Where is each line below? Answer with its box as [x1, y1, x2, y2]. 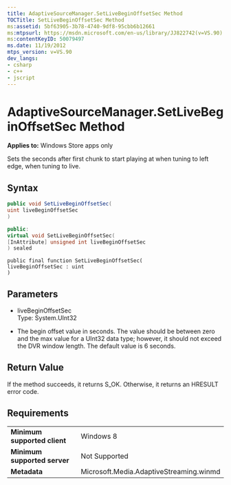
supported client [10, 435, 67, 445]
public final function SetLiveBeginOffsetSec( [7, 257, 143, 264]
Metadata [10, 466, 43, 476]
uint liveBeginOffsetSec [7, 207, 78, 214]
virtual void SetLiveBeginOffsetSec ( [7, 232, 115, 239]
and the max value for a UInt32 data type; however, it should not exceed [16, 335, 222, 343]
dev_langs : [7, 55, 38, 62]
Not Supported [80, 451, 129, 461]
